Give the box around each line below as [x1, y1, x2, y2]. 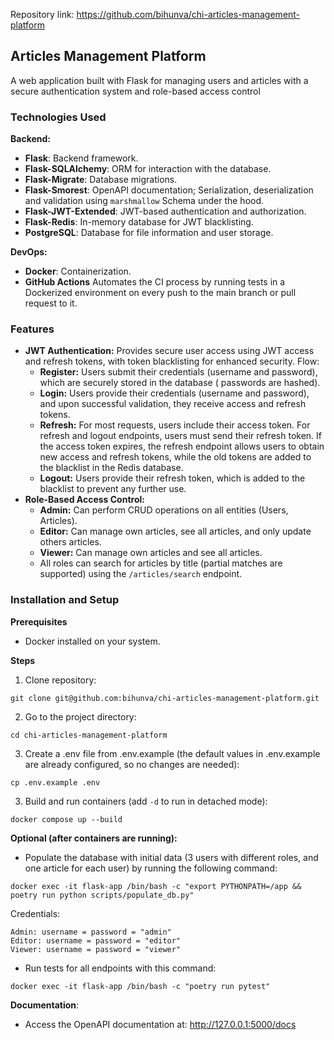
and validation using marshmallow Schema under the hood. [24, 195, 265, 207]
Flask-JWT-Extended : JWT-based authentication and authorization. [24, 205, 307, 218]
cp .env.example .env [10, 777, 101, 788]
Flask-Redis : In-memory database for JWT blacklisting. [24, 216, 254, 228]
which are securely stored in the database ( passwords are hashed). [39, 377, 321, 389]
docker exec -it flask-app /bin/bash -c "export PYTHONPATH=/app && [10, 881, 302, 891]
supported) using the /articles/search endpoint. [39, 568, 243, 580]
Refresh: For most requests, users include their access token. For [39, 419, 311, 431]
